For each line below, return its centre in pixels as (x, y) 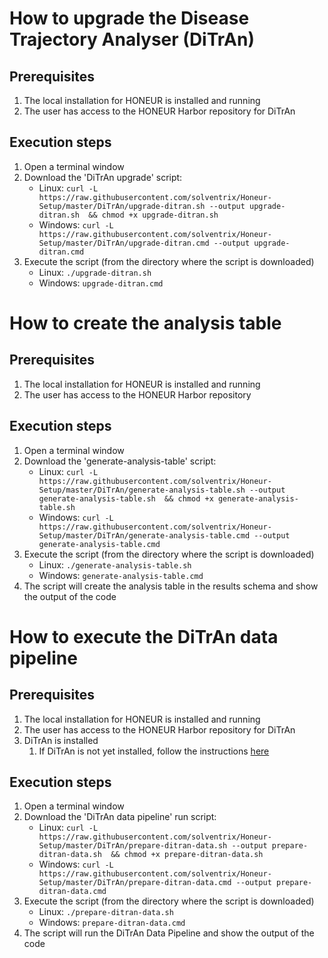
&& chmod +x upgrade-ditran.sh (153, 215)
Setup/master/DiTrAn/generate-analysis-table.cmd (144, 535)
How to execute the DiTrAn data (144, 636)
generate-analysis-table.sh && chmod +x (126, 498)
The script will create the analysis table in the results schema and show (171, 586)
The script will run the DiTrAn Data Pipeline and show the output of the (169, 933)
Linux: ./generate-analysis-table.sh (115, 564)
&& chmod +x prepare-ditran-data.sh (187, 855)
